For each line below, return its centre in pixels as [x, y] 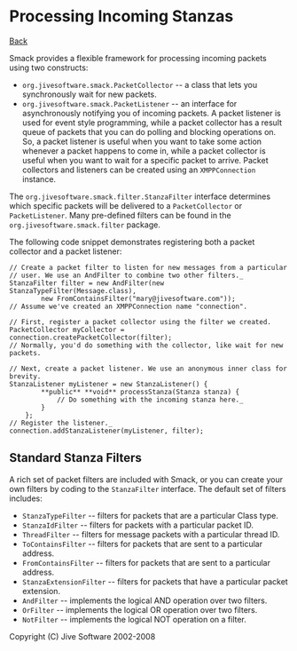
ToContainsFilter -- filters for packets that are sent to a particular [142, 544]
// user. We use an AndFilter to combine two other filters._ [126, 275]
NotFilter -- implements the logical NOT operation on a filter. [134, 619]
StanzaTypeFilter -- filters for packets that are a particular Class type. [150, 515]
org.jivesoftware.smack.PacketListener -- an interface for [129, 103]
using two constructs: [49, 67]
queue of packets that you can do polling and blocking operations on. [149, 131]
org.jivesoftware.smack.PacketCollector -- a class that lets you [140, 84]
